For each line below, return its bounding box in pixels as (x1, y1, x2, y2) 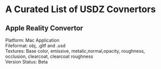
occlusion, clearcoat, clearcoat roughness (5, 53, 93, 59)
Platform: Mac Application (5, 37, 59, 43)
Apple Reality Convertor (5, 24, 83, 32)
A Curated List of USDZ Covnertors (5, 4, 156, 15)
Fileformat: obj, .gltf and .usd (5, 43, 66, 49)
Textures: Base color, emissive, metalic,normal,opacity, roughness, (5, 48, 145, 54)
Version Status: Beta (5, 59, 48, 64)
